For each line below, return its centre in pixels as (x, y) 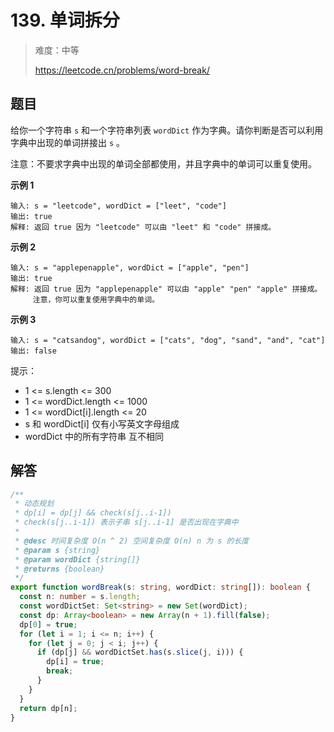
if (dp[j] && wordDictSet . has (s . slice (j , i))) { (140, 652)
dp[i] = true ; (75, 662)
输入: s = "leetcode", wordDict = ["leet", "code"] (118, 206)
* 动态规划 (34, 504)
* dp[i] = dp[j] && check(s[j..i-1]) (93, 513)
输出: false (33, 351)
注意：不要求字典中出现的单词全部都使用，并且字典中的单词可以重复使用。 (163, 163)
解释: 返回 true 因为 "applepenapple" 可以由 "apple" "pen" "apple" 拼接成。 (166, 289)
